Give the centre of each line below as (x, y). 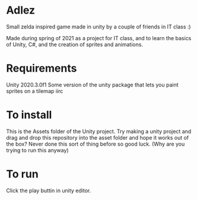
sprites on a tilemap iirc (35, 91)
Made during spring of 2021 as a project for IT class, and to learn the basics (99, 38)
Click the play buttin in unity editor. (49, 191)
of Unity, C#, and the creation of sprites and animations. (75, 44)
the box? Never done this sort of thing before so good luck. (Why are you (96, 144)
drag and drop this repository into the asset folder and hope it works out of (98, 137)
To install (29, 115)
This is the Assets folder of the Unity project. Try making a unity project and (99, 131)
